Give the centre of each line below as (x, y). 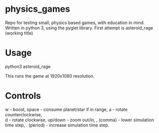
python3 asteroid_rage (28, 66)
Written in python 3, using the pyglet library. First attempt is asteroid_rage (79, 27)
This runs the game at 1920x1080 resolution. (50, 76)
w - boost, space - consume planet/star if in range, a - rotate (67, 109)
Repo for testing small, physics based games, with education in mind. (75, 23)
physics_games (38, 9)
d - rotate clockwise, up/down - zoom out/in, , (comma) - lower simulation (79, 120)
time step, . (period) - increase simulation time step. (57, 125)
